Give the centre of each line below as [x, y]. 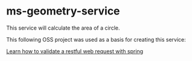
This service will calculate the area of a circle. [63, 28]
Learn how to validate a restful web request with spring [75, 51]
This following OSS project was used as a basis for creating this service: [96, 39]
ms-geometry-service [63, 11]
